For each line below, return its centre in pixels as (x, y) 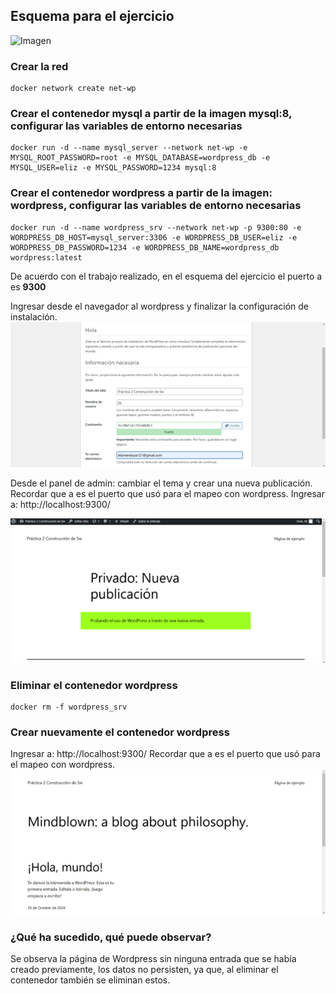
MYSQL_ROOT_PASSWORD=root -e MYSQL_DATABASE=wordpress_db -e (140, 158)
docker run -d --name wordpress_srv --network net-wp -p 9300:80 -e (156, 227)
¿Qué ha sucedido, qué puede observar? (111, 937)
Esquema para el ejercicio (92, 16)
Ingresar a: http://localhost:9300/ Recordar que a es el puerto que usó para (165, 754)
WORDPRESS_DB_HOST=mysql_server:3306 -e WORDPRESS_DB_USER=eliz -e (154, 237)
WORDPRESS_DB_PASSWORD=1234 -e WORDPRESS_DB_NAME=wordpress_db (145, 247)
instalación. (34, 316)
